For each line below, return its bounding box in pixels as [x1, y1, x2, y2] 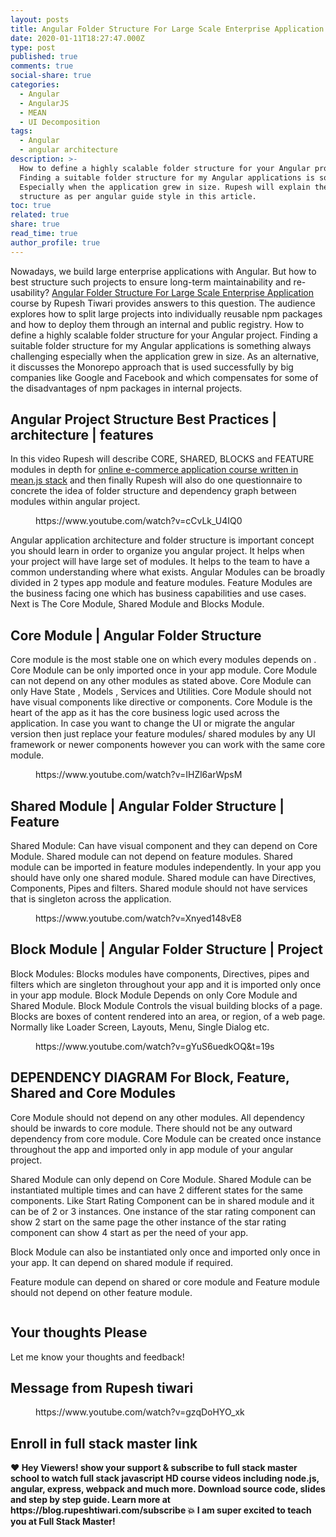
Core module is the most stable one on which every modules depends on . [10, 654, 317, 666]
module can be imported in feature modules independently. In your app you [10, 861, 322, 873]
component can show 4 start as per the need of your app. [10, 1226, 249, 1238]
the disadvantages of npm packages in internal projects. [10, 382, 243, 394]
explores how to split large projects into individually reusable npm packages [10, 307, 323, 320]
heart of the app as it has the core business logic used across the [10, 707, 280, 719]
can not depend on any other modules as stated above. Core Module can [10, 675, 312, 687]
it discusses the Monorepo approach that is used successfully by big [10, 361, 294, 373]
